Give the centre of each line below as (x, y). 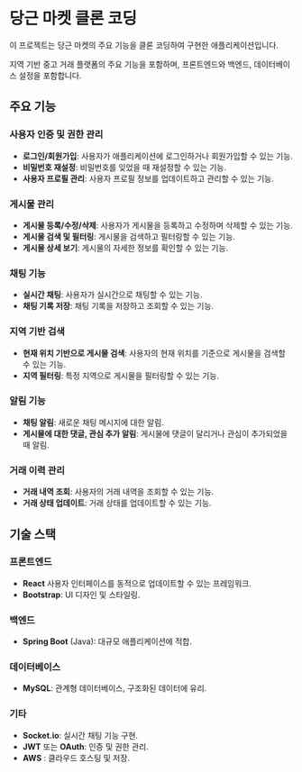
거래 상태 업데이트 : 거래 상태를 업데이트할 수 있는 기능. (117, 503)
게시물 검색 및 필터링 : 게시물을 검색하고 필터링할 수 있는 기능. (129, 236)
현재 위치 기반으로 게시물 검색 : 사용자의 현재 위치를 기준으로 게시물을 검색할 (154, 353)
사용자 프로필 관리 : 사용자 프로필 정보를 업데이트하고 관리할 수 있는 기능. (148, 178)
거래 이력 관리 (37, 470)
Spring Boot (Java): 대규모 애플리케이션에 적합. (107, 641)
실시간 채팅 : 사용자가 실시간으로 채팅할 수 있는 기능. (112, 295)
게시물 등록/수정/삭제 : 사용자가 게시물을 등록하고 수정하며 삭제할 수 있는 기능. (157, 225)
